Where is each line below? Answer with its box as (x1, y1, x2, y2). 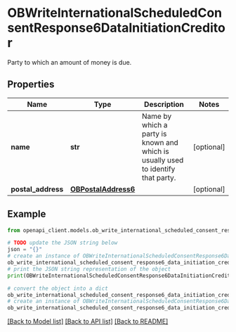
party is (141, 129, 167, 139)
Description (143, 99, 185, 109)
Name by (141, 111, 172, 121)
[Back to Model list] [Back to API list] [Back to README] (7, 317, 169, 326)
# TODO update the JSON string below (7, 239, 118, 247)
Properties (7, 79, 55, 91)
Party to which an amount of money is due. (7, 58, 132, 66)
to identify (141, 164, 176, 174)
